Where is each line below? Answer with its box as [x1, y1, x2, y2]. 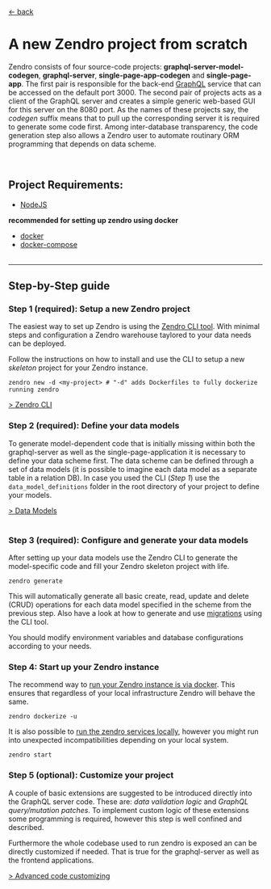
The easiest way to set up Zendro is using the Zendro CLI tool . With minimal [8, 322, 261, 331]
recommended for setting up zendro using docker [8, 215, 179, 225]
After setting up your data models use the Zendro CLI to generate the [8, 553, 238, 562]
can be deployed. [8, 339, 67, 348]
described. [8, 822, 44, 832]
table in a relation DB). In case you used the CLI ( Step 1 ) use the [8, 473, 220, 482]
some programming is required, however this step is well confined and [8, 814, 242, 824]
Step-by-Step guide [8, 279, 110, 293]
